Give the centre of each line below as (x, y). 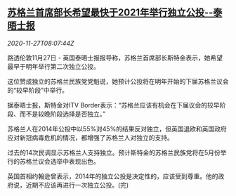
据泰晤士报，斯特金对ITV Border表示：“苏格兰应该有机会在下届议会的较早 (113, 105)
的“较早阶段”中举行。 (38, 90)
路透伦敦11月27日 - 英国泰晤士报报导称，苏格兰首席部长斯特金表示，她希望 (115, 58)
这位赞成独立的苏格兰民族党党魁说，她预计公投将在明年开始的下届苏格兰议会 (118, 81)
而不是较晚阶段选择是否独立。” (63, 114)
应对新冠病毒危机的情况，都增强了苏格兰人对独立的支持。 (90, 137)
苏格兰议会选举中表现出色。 (59, 161)
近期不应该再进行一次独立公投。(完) (77, 185)
